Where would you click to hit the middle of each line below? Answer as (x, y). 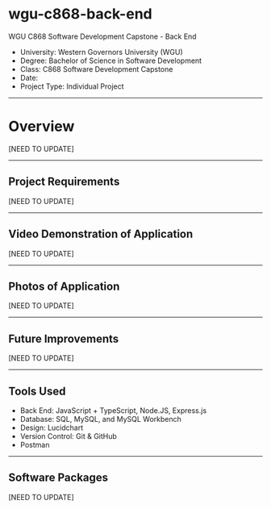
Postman (35, 444)
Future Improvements (64, 338)
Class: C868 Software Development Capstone (96, 69)
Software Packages (58, 478)
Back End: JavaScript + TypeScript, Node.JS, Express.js (113, 410)
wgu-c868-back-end (80, 14)
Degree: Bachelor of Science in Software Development (111, 60)
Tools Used (37, 391)
